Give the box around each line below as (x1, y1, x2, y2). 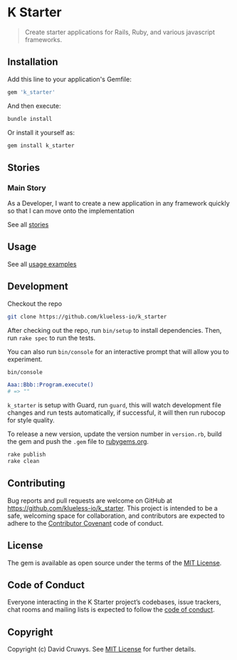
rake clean (7, 458, 40, 465)
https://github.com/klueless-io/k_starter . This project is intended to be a (7, 504, 218, 512)
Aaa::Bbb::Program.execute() (7, 381, 94, 388)
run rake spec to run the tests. (7, 334, 96, 342)
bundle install (7, 115, 53, 122)
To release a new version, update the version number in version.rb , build (7, 430, 222, 438)
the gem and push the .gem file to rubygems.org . (7, 437, 149, 446)
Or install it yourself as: (7, 128, 75, 137)
